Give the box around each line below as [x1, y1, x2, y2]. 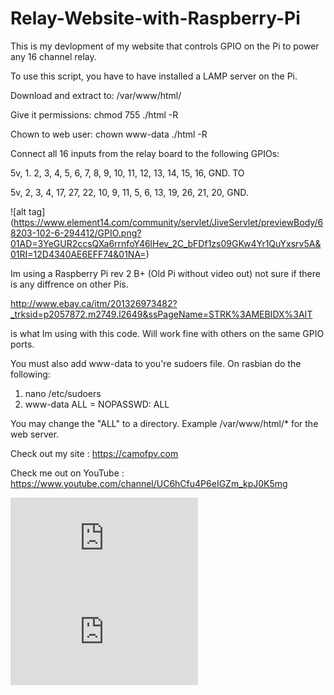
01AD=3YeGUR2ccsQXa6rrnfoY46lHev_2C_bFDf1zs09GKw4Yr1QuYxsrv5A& [10, 237, 322, 249]
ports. [10, 338, 35, 350]
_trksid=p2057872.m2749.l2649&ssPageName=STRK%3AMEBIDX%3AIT [10, 308, 313, 320]
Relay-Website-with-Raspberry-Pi [10, 7, 301, 30]
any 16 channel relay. [10, 50, 97, 62]
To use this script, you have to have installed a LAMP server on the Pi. [10, 70, 298, 82]
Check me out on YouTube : [10, 467, 125, 479]
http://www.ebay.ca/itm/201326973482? [10, 297, 178, 309]
